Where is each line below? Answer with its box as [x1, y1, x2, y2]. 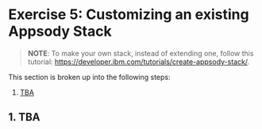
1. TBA [8, 111, 40, 124]
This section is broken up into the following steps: [8, 72, 171, 82]
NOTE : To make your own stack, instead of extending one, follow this [27, 48, 254, 58]
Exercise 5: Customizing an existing [8, 6, 249, 24]
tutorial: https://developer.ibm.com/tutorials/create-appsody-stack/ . [27, 57, 250, 66]
